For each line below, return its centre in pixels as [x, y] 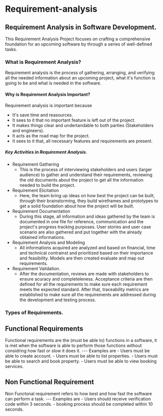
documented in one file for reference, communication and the [81, 222]
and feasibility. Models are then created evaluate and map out [82, 258]
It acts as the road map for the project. [51, 135]
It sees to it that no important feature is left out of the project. [74, 120]
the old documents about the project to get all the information [81, 180]
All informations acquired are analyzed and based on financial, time [87, 248]
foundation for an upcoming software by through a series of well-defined [79, 44]
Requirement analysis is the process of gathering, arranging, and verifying [80, 73]
